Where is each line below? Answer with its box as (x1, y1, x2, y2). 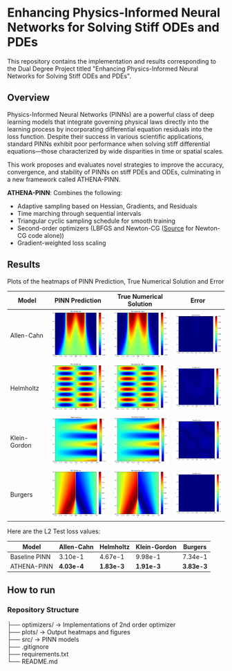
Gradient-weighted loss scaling (17, 239, 106, 247)
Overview (7, 92, 50, 104)
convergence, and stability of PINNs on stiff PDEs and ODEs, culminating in (7, 167, 221, 176)
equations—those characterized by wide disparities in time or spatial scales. (7, 147, 224, 155)
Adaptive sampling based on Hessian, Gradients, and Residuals (17, 202, 197, 210)
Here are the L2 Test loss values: (7, 527, 101, 535)
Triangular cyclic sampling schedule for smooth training (17, 217, 176, 225)
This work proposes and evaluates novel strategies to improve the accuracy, (7, 160, 224, 169)
